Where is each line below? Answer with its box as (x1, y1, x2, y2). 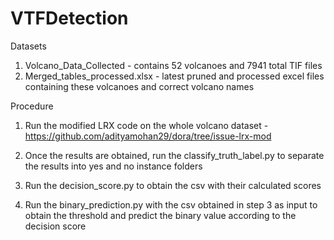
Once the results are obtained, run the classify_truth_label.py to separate (24, 149, 325, 161)
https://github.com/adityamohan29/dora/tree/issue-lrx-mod (24, 130, 272, 142)
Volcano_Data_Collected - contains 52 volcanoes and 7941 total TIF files (24, 59, 323, 71)
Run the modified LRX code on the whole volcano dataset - (24, 119, 269, 131)
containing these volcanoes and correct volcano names (24, 80, 255, 92)
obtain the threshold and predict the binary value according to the (24, 209, 297, 221)
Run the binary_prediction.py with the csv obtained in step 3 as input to (24, 198, 318, 211)
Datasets (10, 40, 47, 52)
